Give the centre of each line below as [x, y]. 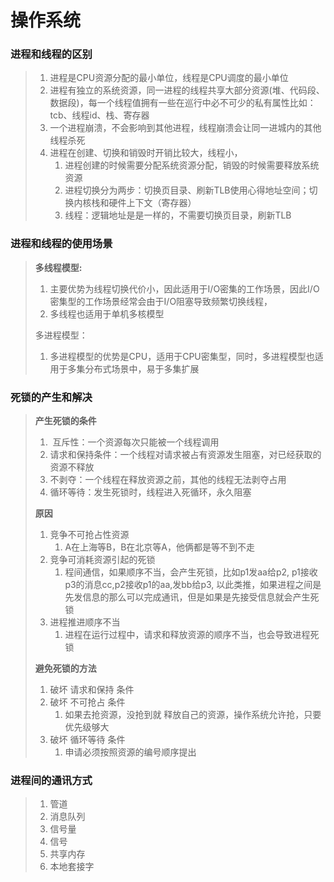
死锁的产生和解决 [51, 397]
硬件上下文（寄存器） [152, 203]
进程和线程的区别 [51, 54]
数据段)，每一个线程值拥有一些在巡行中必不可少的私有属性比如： [183, 103]
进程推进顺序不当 [85, 622]
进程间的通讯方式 [51, 780]
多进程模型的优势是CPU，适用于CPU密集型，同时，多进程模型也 [182, 356]
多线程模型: [58, 267]
